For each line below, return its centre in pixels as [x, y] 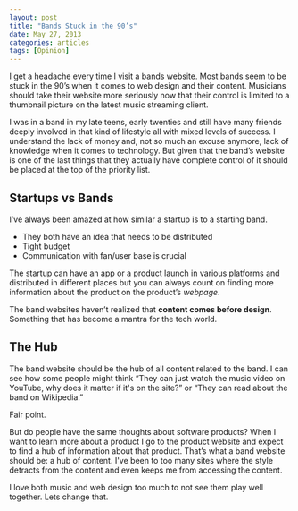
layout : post [33, 17]
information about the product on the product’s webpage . [115, 292]
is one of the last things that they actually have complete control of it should [149, 160]
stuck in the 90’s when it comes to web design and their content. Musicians [148, 86]
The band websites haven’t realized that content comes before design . [141, 309]
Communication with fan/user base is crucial [104, 255]
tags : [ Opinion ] [39, 51]
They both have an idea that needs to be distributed [117, 236]
